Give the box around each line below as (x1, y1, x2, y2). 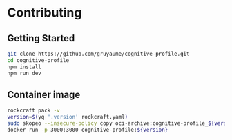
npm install (7, 63, 41, 70)
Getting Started (7, 32, 75, 44)
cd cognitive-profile (7, 57, 70, 63)
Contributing (7, 5, 82, 21)
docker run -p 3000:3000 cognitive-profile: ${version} (7, 126, 168, 133)
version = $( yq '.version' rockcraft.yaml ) (7, 114, 128, 121)
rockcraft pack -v (7, 107, 60, 114)
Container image (7, 88, 81, 101)
